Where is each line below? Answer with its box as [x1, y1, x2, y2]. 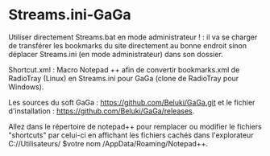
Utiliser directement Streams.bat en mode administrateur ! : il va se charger [8, 32, 258, 42]
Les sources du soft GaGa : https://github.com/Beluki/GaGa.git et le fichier [8, 97, 255, 107]
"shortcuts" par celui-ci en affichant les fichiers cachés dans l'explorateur [8, 130, 254, 140]
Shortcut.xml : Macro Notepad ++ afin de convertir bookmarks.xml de [8, 64, 240, 74]
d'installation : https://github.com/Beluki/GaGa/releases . [8, 106, 195, 116]
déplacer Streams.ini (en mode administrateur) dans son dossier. [8, 49, 223, 59]
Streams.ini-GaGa [8, 6, 131, 24]
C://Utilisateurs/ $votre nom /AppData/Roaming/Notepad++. [8, 138, 208, 148]
